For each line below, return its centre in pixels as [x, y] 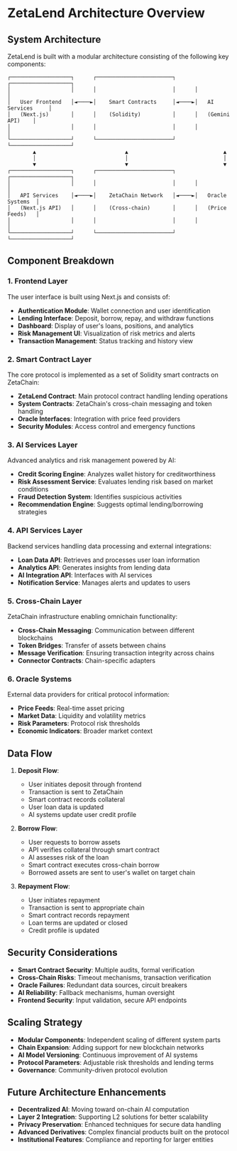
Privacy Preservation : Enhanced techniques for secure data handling [119, 1125]
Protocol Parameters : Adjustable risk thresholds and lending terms [116, 1062]
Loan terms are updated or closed [78, 922]
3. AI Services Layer [43, 444]
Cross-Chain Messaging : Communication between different [106, 630]
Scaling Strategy [45, 1022]
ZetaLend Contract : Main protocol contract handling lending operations [123, 396]
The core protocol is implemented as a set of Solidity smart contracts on [113, 375]
